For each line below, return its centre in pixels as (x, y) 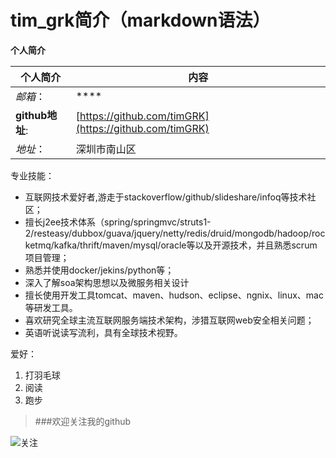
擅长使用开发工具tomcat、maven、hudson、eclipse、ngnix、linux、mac (174, 295)
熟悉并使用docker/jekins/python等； (99, 270)
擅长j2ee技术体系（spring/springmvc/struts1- (118, 222)
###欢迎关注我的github (83, 421)
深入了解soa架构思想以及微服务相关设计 (107, 282)
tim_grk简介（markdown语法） (140, 20)
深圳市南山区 (106, 149)
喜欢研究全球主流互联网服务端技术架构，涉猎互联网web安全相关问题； (169, 320)
